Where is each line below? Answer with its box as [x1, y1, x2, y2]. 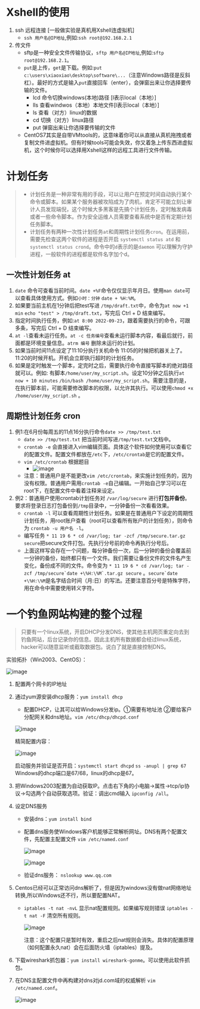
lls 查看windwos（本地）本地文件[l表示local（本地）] [32, 101, 159, 109]
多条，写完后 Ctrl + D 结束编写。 [14, 324, 95, 332]
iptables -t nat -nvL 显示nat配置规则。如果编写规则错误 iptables [23, 905, 188, 912]
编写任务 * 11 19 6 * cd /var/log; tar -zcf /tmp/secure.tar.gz [23, 532, 186, 539]
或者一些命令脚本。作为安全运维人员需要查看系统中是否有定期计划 [29, 213, 192, 220]
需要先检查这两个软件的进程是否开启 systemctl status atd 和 [29, 235, 181, 243]
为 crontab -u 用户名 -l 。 [23, 524, 87, 531]
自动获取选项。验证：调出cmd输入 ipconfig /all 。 [46, 790, 172, 797]
